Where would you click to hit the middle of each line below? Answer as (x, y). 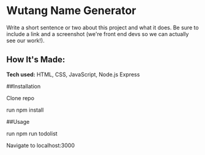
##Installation (24, 86)
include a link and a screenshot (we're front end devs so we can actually (98, 34)
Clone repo (20, 98)
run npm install (25, 110)
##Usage (18, 121)
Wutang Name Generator (71, 11)
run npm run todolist (32, 133)
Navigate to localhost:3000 (41, 145)
